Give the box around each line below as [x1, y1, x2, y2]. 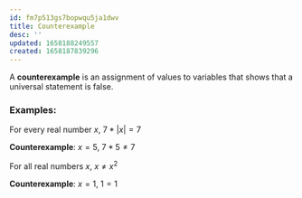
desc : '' [9, 30, 42, 39]
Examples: [9, 104, 57, 117]
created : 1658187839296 [9, 47, 99, 56]
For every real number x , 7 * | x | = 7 [9, 124, 142, 136]
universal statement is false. [9, 81, 114, 92]
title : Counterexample [9, 22, 95, 31]
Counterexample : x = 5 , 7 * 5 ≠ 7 [9, 142, 136, 153]
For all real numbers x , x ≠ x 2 [9, 159, 118, 172]
